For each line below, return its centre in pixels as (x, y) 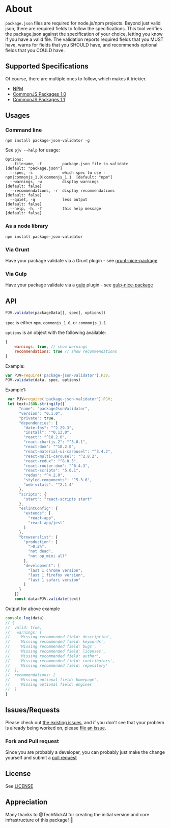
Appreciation (26, 802)
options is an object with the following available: (56, 332)
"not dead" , (40, 551)
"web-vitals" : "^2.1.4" (49, 485)
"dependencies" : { (38, 423)
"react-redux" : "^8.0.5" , (51, 461)
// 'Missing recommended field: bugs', (51, 647)
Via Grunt (17, 250)
